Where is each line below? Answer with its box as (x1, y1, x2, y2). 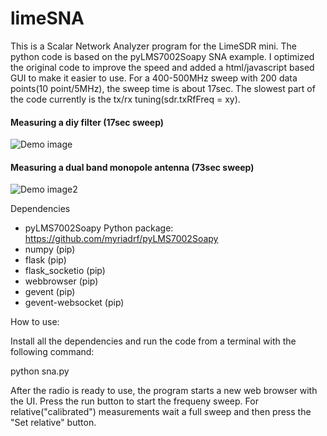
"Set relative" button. (10, 417, 97, 429)
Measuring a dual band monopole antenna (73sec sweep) (10, 161, 255, 173)
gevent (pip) (24, 286, 76, 298)
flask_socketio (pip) (24, 265, 106, 277)
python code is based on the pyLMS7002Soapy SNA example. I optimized (10, 50, 315, 62)
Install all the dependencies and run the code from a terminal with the (10, 335, 297, 347)
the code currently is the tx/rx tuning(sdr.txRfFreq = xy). (10, 93, 241, 105)
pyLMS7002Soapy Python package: (24, 222, 174, 234)
